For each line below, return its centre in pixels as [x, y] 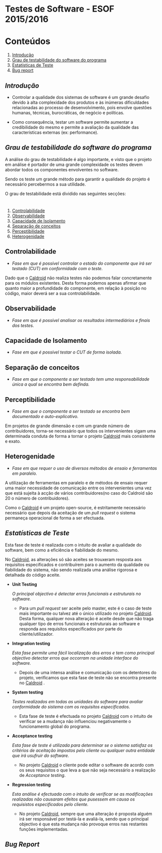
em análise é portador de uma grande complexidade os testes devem [74, 164]
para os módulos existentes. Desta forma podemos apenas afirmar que [75, 283]
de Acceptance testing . [42, 775]
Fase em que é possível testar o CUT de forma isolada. [67, 352]
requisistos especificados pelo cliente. [50, 804]
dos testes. [23, 325]
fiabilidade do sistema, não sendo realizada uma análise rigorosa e [71, 570]
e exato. [13, 441]
